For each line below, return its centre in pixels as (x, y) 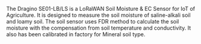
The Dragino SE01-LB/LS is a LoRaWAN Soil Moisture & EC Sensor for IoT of (101, 9)
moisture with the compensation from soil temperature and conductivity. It (99, 28)
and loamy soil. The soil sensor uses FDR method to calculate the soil (93, 21)
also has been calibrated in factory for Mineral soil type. (76, 34)
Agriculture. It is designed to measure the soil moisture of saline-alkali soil (98, 15)
